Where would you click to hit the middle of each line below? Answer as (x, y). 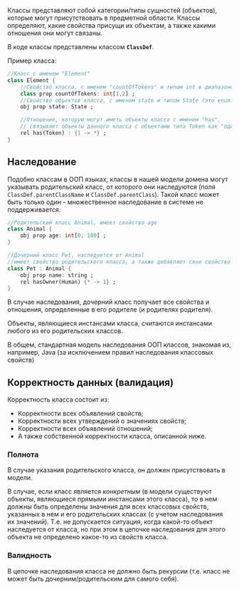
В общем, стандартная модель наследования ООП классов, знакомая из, (119, 345)
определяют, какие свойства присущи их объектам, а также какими (111, 25)
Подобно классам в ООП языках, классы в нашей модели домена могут (118, 179)
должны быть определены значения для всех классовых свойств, (108, 507)
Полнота (23, 454)
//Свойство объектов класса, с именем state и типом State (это (117, 100)
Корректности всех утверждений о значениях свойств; (102, 421)
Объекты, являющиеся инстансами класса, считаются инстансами (110, 323)
